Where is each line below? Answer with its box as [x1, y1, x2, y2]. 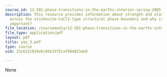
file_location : [5, 26, 37, 31]
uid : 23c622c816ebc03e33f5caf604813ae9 [5, 49, 88, 54]
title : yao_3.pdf [5, 40, 41, 45]
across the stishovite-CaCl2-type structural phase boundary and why [9, 16, 157, 21]
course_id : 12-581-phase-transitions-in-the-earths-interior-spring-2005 [5, 7, 162, 12]
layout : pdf [5, 35, 30, 40]
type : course [5, 44, 32, 49]
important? [9, 21, 32, 26]
